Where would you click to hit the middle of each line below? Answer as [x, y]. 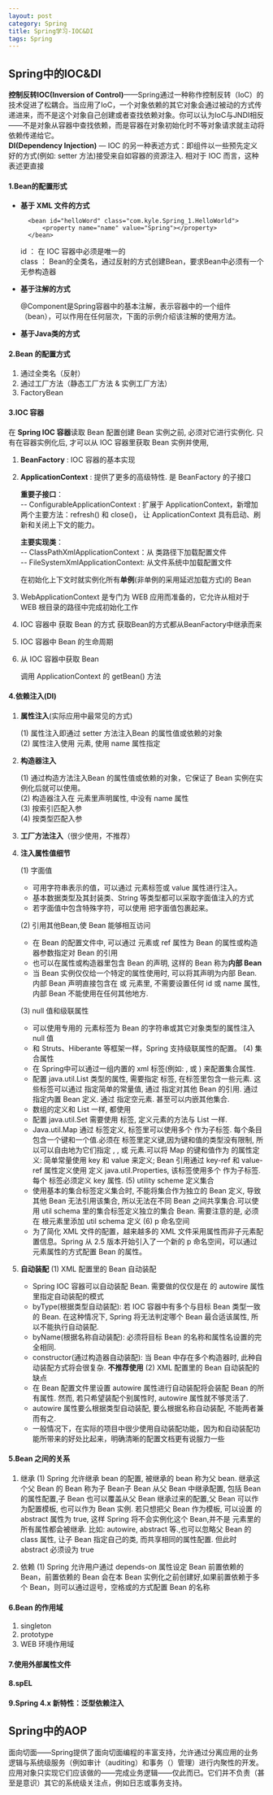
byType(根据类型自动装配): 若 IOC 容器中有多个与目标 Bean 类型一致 [147, 1306]
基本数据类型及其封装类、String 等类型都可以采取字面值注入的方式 [143, 897]
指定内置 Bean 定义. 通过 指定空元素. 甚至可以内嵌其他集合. [131, 1099]
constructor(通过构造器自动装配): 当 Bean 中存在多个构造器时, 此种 [144, 1357]
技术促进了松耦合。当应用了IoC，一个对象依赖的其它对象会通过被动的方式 [132, 105]
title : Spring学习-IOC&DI [51, 31]
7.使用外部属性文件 [40, 1664]
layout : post [30, 16]
